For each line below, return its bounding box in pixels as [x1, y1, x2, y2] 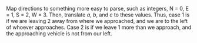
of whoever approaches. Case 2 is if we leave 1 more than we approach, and [6, 24, 192, 31]
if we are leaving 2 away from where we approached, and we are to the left [6, 18, 188, 24]
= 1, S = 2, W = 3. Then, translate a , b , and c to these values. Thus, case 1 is [6, 11, 190, 18]
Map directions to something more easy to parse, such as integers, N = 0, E [6, 5, 189, 12]
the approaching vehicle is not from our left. [6, 30, 113, 37]
